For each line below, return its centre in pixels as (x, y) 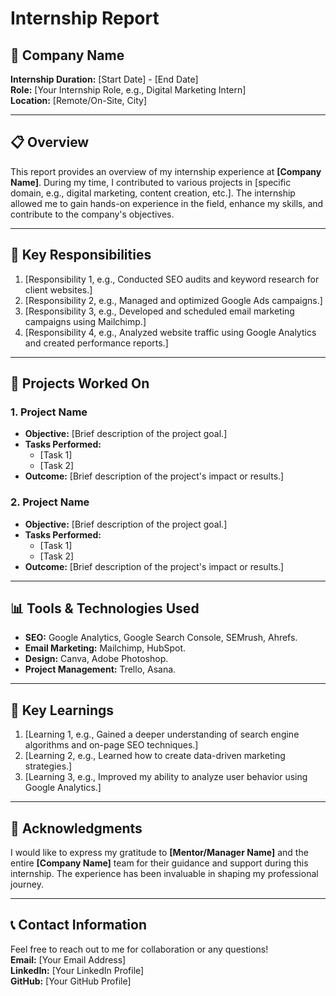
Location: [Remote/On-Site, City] (79, 100)
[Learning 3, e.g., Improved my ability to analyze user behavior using (166, 777)
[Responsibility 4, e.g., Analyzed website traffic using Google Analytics (170, 332)
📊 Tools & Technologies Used (105, 608)
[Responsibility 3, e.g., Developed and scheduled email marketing (159, 311)
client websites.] (58, 289)
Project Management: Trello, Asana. (100, 669)
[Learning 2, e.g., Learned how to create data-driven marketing (155, 756)
